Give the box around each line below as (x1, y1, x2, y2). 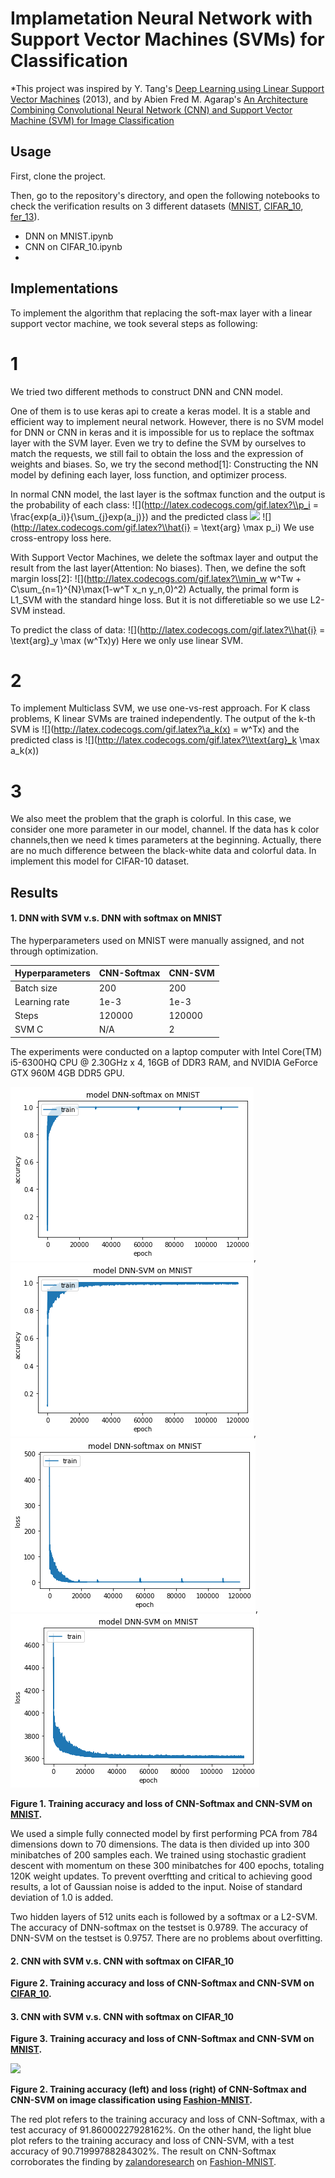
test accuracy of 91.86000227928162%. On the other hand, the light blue (10, 2124, 312, 2136)
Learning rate (14, 995, 70, 1007)
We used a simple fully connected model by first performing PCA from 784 (10, 1827, 318, 1839)
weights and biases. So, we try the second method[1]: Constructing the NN (10, 458, 319, 470)
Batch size (14, 982, 58, 994)
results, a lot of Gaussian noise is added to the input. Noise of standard (10, 1880, 303, 1892)
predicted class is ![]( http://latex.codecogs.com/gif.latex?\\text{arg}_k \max (10, 734, 320, 746)
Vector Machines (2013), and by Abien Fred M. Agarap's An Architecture (10, 93, 308, 105)
